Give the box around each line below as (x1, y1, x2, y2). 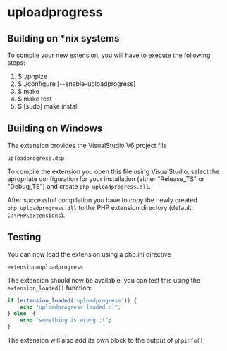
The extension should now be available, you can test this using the (7, 276, 201, 284)
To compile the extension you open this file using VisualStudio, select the (7, 167, 220, 175)
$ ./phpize (17, 72, 48, 80)
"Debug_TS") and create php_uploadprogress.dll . (7, 182, 152, 190)
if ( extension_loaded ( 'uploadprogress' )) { (7, 297, 137, 304)
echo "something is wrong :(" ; (20, 316, 112, 324)
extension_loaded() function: (7, 283, 92, 292)
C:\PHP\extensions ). (7, 211, 66, 219)
